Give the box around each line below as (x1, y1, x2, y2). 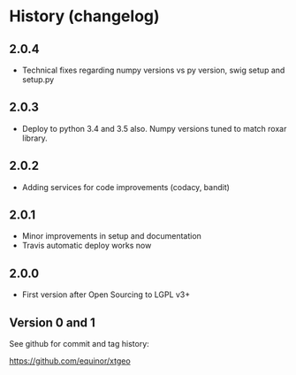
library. (21, 133, 49, 143)
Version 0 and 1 (9, 315, 95, 330)
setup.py (21, 74, 55, 85)
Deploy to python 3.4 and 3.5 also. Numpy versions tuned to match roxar (21, 123, 287, 134)
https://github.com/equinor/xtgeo (9, 356, 131, 366)
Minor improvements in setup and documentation (21, 231, 201, 241)
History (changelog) (9, 6, 161, 27)
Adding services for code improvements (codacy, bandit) (21, 181, 230, 192)
